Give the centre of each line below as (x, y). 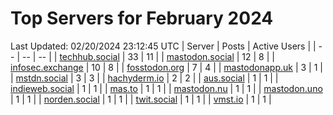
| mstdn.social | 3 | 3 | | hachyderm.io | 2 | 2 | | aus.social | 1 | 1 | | (144, 78)
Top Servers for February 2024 (142, 18)
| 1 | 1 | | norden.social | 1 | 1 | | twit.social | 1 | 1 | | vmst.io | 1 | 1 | (141, 99)
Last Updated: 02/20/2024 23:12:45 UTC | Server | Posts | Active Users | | (163, 46)
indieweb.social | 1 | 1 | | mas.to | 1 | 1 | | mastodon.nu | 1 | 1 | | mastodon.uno (166, 88)
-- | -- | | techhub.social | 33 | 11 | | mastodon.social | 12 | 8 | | (148, 56)
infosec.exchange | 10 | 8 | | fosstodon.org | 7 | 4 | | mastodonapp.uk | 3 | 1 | (166, 67)
